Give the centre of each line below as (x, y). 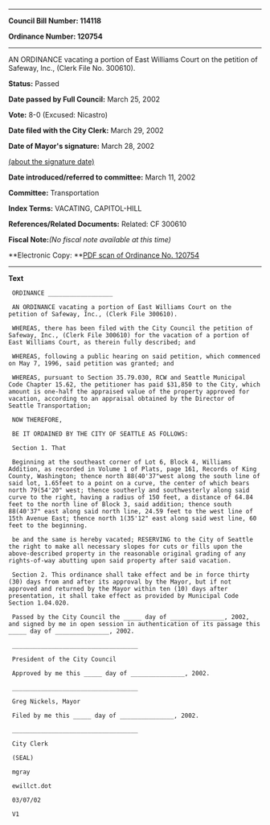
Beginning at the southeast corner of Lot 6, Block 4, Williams (121, 462)
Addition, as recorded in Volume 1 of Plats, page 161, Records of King (133, 469)
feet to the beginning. (48, 526)
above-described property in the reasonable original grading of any (127, 554)
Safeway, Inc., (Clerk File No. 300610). (72, 68)
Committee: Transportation (54, 193)
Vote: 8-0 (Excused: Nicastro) (58, 115)
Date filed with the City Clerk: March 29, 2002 (86, 130)
